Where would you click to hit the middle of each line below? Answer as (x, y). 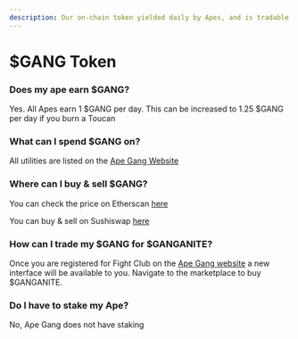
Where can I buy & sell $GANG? (79, 184)
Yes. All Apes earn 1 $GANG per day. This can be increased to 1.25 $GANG (146, 109)
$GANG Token (63, 61)
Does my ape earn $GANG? (70, 89)
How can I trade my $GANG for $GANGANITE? (111, 244)
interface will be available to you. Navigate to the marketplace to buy (135, 273)
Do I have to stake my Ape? (69, 305)
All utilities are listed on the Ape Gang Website (94, 161)
